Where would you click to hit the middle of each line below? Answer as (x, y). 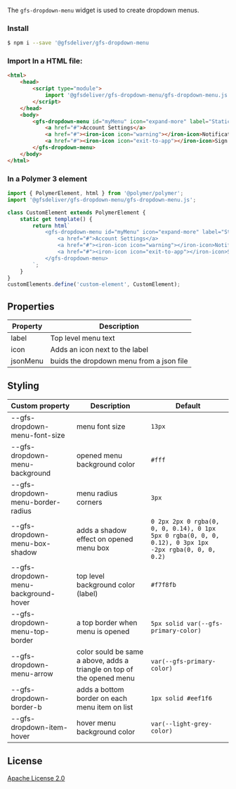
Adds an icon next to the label (99, 350)
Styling (24, 386)
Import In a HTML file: (45, 61)
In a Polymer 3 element (47, 179)
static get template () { (56, 219)
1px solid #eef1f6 (182, 698)
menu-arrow (32, 674)
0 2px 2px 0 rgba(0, (185, 521)
